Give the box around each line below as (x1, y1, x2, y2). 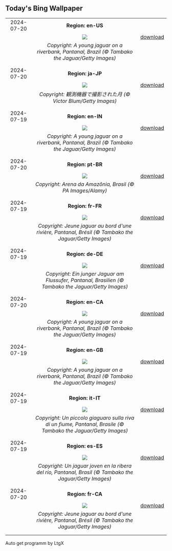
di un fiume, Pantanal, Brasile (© (45, 420, 124, 428)
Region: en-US (66, 22, 103, 29)
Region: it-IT (69, 394, 101, 401)
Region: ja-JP (67, 70, 102, 77)
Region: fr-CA (67, 490, 102, 497)
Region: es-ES (67, 442, 103, 450)
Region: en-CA (66, 298, 104, 305)
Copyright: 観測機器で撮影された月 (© (39, 91, 131, 98)
